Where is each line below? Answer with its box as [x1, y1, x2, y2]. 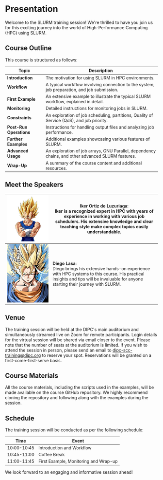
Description [88, 68, 113, 74]
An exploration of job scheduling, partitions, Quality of [45, 112, 153, 118]
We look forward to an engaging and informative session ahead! [5, 469, 133, 475]
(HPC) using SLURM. [5, 30, 47, 36]
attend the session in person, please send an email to [5, 347, 112, 353]
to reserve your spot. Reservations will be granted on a [42, 352, 152, 358]
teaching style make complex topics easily [60, 223, 149, 229]
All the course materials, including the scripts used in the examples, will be [5, 385, 154, 390]
